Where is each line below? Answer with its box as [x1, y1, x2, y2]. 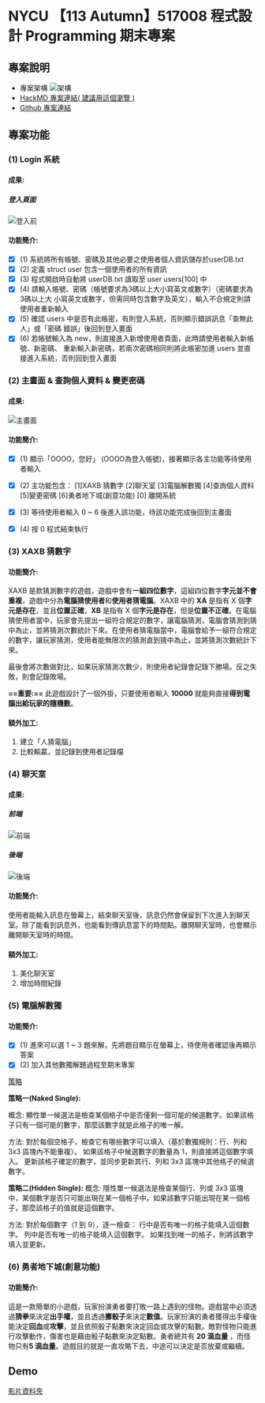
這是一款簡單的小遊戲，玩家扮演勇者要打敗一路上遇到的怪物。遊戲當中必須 [8, 1301, 250, 1311]
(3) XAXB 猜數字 [8, 546, 71, 557]
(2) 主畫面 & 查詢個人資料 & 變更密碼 [8, 375, 145, 386]
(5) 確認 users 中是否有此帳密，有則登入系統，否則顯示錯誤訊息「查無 [19, 314, 247, 324]
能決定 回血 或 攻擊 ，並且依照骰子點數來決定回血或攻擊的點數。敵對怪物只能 [8, 1321, 250, 1331]
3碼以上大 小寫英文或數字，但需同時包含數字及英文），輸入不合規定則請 [19, 294, 251, 304]
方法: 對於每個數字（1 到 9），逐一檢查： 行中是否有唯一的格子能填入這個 [8, 1220, 243, 1229]
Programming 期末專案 [24, 27, 176, 45]
